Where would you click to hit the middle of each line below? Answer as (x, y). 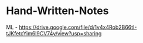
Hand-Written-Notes (57, 11)
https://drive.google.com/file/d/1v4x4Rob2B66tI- (78, 27)
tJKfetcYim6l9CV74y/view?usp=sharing (54, 33)
